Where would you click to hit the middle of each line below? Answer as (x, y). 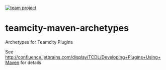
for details (31, 62)
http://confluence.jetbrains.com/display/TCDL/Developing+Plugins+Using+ (83, 57)
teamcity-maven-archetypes (67, 28)
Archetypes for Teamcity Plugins (39, 42)
